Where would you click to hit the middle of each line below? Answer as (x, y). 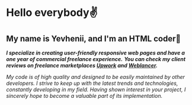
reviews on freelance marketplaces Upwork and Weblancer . (82, 65)
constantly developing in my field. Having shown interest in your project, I (96, 90)
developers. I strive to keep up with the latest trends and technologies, (92, 83)
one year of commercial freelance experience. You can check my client (96, 59)
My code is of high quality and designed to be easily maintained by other (96, 77)
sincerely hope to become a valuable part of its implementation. (84, 96)
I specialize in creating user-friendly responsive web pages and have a (96, 53)
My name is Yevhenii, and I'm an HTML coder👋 (94, 38)
